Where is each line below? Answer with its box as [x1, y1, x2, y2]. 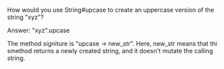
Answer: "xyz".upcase [7, 27, 70, 34]
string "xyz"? [7, 13, 45, 21]
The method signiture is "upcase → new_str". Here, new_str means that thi [7, 40, 218, 47]
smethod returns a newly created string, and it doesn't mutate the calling [7, 47, 213, 55]
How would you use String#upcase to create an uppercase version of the [7, 6, 214, 14]
